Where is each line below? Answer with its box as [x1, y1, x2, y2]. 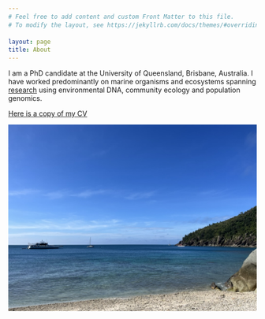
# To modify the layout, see [8, 20, 104, 29]
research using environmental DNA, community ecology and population [8, 85, 241, 95]
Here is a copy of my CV [8, 109, 88, 118]
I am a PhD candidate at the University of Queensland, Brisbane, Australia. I [8, 69, 254, 78]
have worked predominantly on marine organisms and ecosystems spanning [8, 77, 256, 87]
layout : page [8, 38, 51, 46]
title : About [8, 46, 51, 54]
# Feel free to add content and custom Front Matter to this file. [8, 13, 235, 20]
